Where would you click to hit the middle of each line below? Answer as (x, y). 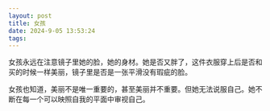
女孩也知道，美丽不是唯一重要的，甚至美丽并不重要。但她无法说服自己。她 (132, 89)
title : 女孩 (27, 23)
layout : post (30, 16)
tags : (17, 38)
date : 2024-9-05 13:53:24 (52, 31)
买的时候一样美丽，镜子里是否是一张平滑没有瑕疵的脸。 (100, 72)
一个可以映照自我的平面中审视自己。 (89, 99)
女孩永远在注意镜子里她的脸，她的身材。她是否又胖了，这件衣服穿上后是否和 (135, 62)
